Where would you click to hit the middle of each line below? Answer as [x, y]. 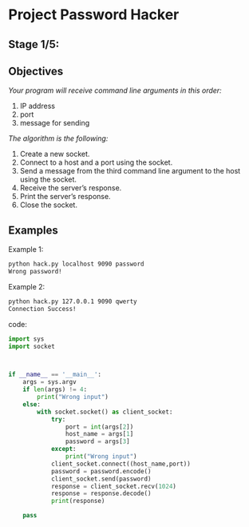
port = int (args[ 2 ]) [99, 427]
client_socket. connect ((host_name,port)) [121, 464]
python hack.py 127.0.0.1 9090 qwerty [73, 301]
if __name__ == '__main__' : [55, 375]
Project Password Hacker [94, 15]
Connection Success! [43, 309]
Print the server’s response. [65, 197]
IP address [38, 106]
